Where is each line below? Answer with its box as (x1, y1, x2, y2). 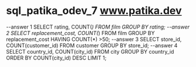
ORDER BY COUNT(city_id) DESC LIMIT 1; (6, 54, 107, 61)
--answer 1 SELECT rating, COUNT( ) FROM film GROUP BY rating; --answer (6, 23, 190, 30)
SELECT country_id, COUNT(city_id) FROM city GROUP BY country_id (6, 48, 174, 55)
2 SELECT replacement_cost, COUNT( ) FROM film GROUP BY (6, 29, 156, 36)
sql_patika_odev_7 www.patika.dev (6, 4, 182, 17)
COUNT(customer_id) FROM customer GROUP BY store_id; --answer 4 (6, 42, 178, 49)
